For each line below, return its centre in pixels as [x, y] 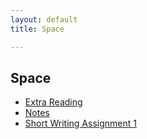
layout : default [44, 19]
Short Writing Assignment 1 [80, 123]
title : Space [37, 29]
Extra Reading [53, 102]
